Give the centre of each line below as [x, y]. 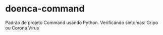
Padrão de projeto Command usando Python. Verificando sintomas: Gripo [82, 22]
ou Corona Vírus [22, 27]
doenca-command [45, 9]
